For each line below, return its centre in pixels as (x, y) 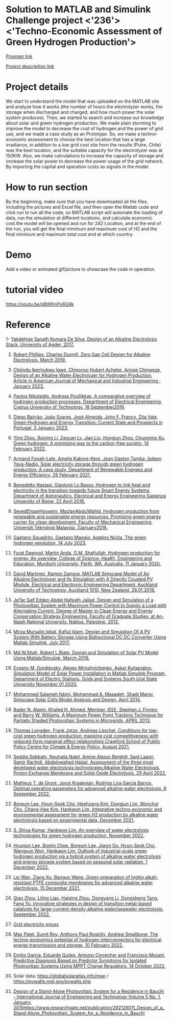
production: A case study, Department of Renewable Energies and (83, 469)
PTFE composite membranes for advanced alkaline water (93, 883)
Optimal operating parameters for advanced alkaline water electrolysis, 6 (90, 788)
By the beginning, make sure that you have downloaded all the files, (77, 202)
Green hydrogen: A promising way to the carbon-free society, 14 (81, 443)
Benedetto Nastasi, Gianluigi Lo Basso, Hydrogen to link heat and (82, 485)
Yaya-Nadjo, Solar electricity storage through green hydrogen (78, 464)
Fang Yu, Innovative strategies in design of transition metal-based (82, 903)
